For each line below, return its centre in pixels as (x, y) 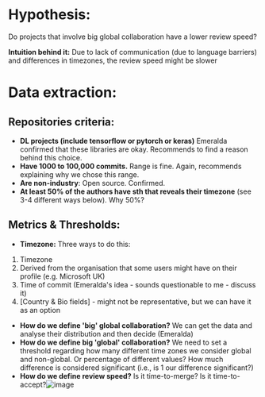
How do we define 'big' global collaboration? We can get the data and (136, 325)
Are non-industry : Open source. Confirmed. (92, 183)
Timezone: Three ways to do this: (75, 244)
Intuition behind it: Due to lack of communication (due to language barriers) (133, 52)
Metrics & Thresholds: (64, 225)
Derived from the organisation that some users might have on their (129, 268)
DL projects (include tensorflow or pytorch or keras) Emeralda (123, 141)
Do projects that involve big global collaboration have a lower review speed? (133, 37)
